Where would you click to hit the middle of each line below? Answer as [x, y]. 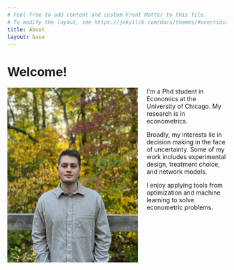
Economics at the [171, 99]
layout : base [26, 37]
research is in [166, 114]
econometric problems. [180, 208]
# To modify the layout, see [49, 22]
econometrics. [167, 121]
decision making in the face [186, 142]
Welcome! [37, 72]
